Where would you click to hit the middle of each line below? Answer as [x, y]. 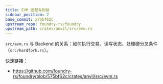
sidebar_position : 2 [27, 15]
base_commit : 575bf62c [29, 19]
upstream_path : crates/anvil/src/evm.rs [49, 29]
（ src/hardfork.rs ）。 [28, 50]
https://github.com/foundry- [42, 71]
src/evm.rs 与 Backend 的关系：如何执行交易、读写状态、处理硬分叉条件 [81, 44]
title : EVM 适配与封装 [28, 10]
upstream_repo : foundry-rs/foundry [43, 24]
